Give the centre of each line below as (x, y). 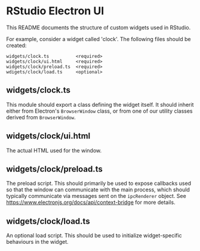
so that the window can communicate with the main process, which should (98, 190)
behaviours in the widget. (37, 242)
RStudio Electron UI (55, 11)
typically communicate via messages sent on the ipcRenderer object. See (96, 196)
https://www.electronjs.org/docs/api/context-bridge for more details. (91, 202)
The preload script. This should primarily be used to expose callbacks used (99, 184)
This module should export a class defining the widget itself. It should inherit (100, 104)
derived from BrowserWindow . (41, 117)
